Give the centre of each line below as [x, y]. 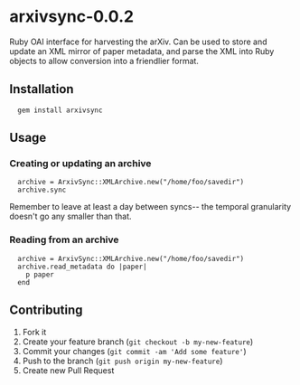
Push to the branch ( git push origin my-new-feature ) [122, 361]
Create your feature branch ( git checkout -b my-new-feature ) [138, 342]
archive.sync [42, 190]
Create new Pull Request [68, 370]
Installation [42, 89]
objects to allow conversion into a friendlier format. [104, 61]
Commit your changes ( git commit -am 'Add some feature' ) [134, 351]
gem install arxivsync [60, 110]
